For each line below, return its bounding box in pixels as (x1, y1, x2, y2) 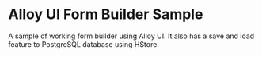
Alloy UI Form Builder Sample (8, 5, 203, 23)
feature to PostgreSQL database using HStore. (8, 39, 160, 48)
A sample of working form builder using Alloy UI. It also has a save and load (8, 31, 255, 41)
